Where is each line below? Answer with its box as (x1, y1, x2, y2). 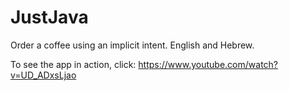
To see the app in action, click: (10, 58, 137, 70)
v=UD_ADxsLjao (10, 69, 77, 81)
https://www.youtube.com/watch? (138, 58, 279, 70)
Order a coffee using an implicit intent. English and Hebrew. (10, 39, 255, 51)
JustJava (10, 6, 89, 29)
